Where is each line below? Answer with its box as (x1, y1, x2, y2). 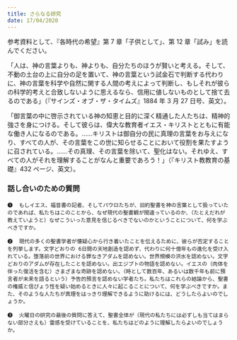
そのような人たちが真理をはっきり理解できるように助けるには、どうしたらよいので (17, 291, 224, 298)
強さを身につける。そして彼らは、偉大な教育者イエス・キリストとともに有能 (7, 120, 231, 129)
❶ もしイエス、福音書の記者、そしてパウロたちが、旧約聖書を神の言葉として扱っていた (7, 201, 229, 209)
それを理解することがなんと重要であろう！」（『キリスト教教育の (37, 156, 224, 164)
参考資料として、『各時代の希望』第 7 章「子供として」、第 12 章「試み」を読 (7, 37, 229, 46)
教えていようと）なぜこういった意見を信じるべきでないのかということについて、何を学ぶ (7, 216, 228, 223)
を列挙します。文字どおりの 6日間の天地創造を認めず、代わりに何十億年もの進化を (7, 245, 214, 252)
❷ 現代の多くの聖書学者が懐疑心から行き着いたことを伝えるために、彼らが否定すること (7, 238, 230, 245)
